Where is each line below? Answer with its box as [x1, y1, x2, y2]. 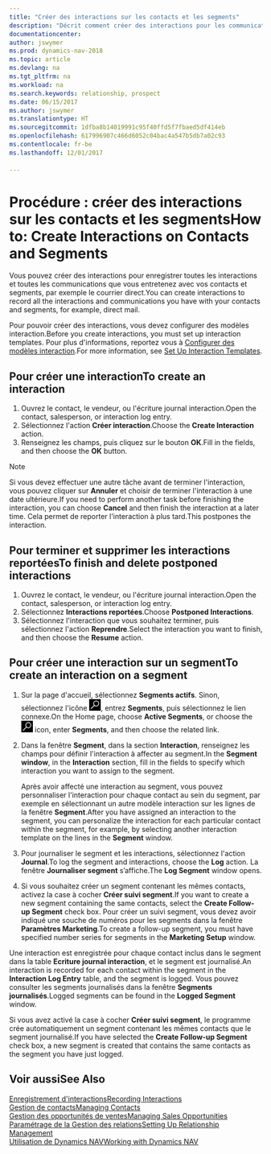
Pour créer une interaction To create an [9, 369, 206, 383]
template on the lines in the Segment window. [20, 833, 174, 843]
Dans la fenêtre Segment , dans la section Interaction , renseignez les [20, 740, 250, 750]
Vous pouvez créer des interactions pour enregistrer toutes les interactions [9, 270, 258, 281]
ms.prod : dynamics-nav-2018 [9, 47, 104, 56]
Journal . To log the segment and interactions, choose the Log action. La [20, 857, 259, 867]
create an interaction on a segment [9, 669, 188, 682]
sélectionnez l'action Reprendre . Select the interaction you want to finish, [20, 624, 263, 634]
